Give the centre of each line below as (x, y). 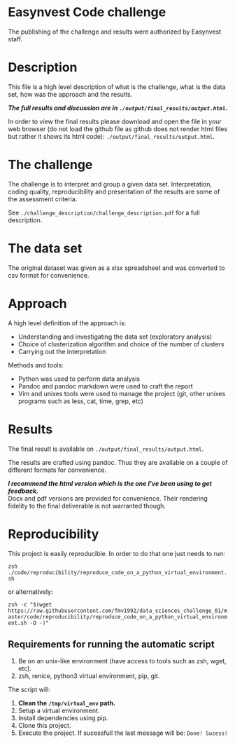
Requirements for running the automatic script (112, 644)
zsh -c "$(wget (30, 604)
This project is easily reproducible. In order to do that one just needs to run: (117, 553)
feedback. (23, 491)
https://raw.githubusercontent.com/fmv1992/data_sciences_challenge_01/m (118, 611)
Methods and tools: (36, 365)
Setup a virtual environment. (59, 711)
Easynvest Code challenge (87, 12)
